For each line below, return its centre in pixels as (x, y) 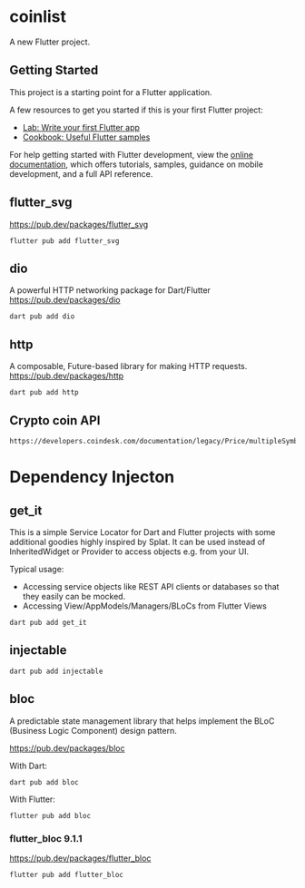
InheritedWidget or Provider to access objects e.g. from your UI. (129, 551)
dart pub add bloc (44, 782)
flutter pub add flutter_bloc (67, 874)
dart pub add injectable (56, 671)
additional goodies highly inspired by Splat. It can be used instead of (138, 542)
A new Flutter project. (50, 42)
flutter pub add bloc (50, 815)
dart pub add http (44, 393)
